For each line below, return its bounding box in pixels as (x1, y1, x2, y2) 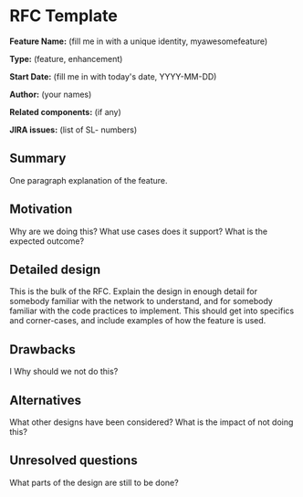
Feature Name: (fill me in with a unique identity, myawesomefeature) (9, 36, 268, 47)
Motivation (9, 202, 73, 217)
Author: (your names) (9, 89, 92, 100)
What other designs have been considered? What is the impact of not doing (9, 417, 294, 428)
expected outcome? (9, 235, 85, 247)
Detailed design (9, 261, 101, 277)
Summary (9, 151, 67, 166)
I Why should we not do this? (9, 366, 119, 377)
